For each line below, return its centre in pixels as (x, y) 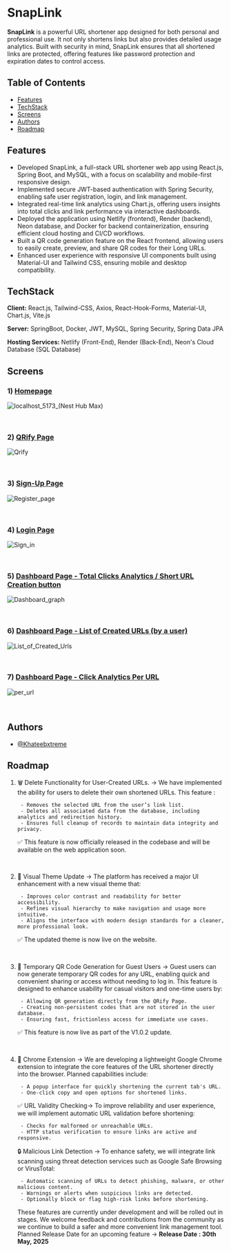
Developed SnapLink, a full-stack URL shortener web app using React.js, (120, 167)
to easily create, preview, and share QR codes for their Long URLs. (111, 248)
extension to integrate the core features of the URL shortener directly (115, 1067)
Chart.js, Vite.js (29, 315)
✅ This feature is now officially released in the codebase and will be (113, 842)
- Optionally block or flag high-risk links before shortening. (114, 1200)
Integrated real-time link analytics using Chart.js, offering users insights (119, 204)
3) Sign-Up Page (36, 483)
